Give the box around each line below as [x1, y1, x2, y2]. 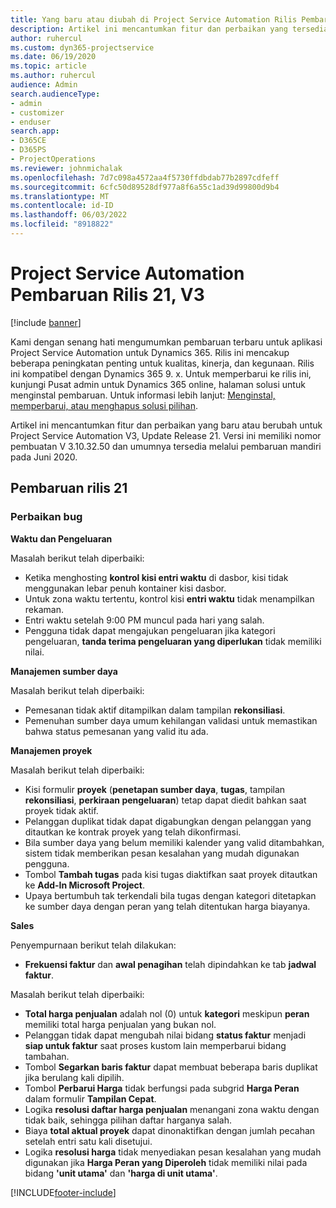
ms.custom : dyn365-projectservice [10, 42, 155, 53]
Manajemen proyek [10, 744, 93, 756]
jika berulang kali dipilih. [24, 1071, 125, 1083]
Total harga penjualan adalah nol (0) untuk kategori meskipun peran [24, 1007, 310, 1020]
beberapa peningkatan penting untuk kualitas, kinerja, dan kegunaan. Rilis [10, 357, 315, 369]
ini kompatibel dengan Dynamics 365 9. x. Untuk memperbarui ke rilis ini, [10, 367, 312, 380]
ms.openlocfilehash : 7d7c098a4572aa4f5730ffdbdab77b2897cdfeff [10, 172, 280, 183]
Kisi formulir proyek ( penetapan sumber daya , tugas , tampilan [24, 783, 286, 795]
